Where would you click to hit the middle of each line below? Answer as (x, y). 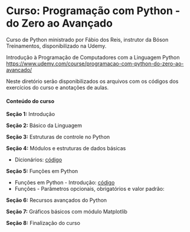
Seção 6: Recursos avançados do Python (57, 200)
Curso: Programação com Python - (93, 11)
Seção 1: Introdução (30, 114)
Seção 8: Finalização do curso (43, 223)
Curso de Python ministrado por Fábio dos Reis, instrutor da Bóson (87, 39)
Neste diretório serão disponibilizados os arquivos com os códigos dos (92, 81)
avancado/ (19, 69)
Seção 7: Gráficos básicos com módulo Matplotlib (67, 212)
